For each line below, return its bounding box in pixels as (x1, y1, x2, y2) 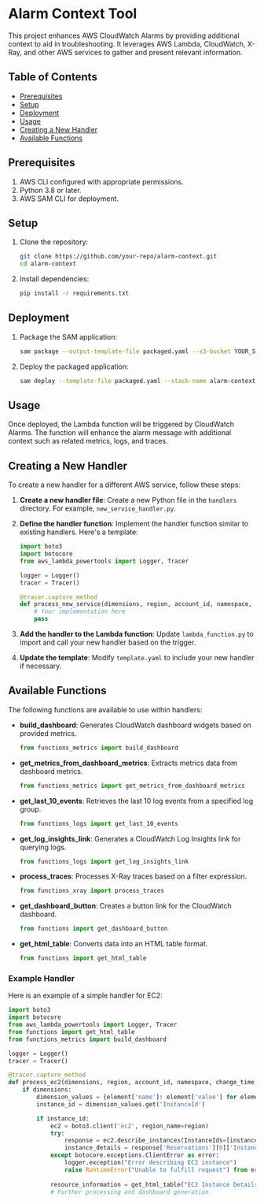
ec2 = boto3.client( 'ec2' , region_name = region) (49, 1122, 210, 1130)
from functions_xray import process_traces (19, 887, 165, 895)
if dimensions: (22, 1086, 72, 1094)
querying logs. (19, 842, 67, 852)
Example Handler (8, 972, 75, 983)
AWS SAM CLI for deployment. (19, 194, 119, 203)
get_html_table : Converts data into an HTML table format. (19, 939, 208, 949)
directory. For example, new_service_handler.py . (19, 504, 177, 513)
